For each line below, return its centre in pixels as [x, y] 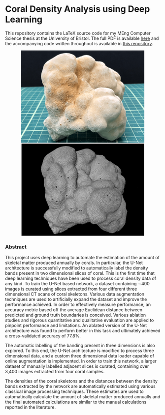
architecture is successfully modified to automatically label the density [77, 268]
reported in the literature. [30, 407]
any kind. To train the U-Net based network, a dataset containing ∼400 [78, 284]
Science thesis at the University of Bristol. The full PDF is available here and [82, 38]
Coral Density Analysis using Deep [78, 9]
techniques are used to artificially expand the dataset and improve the [76, 299]
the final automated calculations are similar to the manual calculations [76, 402]
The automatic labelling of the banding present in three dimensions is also [80, 346]
